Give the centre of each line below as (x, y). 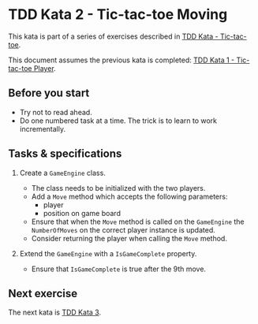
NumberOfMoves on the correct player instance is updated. (123, 229)
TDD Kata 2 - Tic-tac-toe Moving (118, 15)
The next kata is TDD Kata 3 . (54, 312)
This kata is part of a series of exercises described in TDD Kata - (113, 36)
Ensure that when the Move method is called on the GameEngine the (138, 222)
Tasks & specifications (65, 154)
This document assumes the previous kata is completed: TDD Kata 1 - (122, 60)
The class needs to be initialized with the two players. (118, 188)
